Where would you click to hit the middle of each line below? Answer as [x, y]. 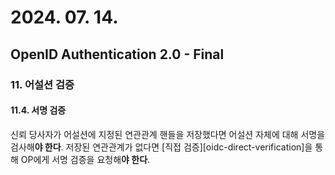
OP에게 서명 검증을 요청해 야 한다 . [85, 159]
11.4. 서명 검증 [38, 110]
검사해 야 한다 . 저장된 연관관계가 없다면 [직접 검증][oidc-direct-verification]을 [161, 147]
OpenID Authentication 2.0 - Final [117, 54]
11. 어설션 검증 [42, 84]
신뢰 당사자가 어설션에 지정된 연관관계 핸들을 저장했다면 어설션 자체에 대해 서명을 [168, 134]
